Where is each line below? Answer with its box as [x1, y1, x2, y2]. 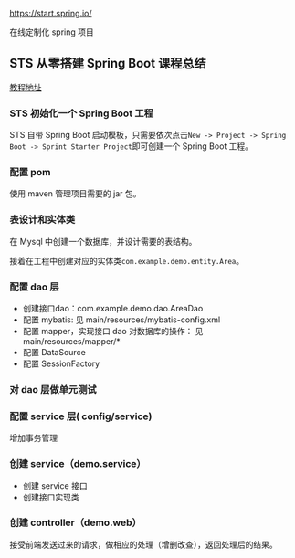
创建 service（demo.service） [9, 458, 146, 470]
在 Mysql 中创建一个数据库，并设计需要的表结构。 [9, 236, 197, 247]
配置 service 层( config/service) [9, 410, 153, 423]
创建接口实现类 [22, 491, 79, 502]
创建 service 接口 [22, 479, 89, 491]
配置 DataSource [22, 347, 87, 357]
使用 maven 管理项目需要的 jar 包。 [9, 188, 142, 199]
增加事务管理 [9, 433, 58, 444]
